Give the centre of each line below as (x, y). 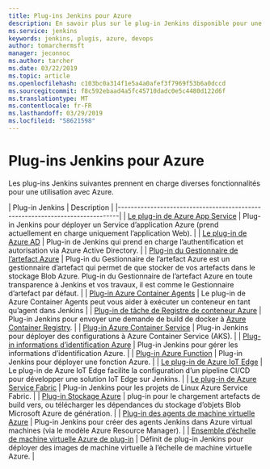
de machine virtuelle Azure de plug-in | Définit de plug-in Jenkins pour (126, 439)
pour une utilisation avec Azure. (61, 191)
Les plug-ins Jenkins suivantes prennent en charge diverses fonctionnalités (135, 183)
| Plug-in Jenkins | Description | (61, 207)
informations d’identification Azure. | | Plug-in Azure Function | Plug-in (126, 353)
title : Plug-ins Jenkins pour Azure (70, 16)
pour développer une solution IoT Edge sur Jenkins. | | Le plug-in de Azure (133, 379)
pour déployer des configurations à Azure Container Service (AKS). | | (124, 336)
